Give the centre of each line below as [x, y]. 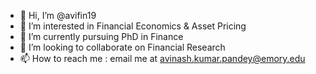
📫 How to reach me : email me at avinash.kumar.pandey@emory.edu [162, 58]
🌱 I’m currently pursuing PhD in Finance [101, 36]
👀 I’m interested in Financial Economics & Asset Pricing [133, 26]
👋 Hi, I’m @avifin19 [58, 15]
